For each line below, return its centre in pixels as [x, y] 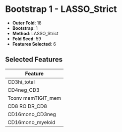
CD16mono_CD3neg [32, 114]
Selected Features [34, 60]
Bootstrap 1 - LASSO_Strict [61, 9]
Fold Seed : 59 [27, 39]
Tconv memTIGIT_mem [34, 98]
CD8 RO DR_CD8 [27, 106]
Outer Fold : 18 [27, 23]
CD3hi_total [21, 82]
